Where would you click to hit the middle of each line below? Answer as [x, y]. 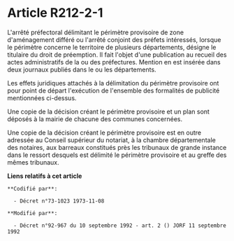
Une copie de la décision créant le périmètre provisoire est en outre [104, 132]
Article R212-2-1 [55, 13]
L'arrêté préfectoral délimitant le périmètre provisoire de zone [95, 32]
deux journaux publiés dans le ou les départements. [82, 69]
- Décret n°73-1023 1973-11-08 [59, 201]
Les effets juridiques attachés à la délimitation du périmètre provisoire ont [113, 83]
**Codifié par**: [32, 188]
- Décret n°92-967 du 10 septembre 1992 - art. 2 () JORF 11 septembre [120, 226]
